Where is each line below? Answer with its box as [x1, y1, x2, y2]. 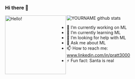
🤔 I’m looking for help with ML [67, 35, 126, 40]
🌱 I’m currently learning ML [67, 30, 121, 36]
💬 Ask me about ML [67, 40, 106, 46]
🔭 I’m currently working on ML [67, 25, 127, 30]
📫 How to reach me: [67, 45, 108, 51]
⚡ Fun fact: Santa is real [67, 58, 114, 64]
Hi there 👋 [5, 4, 29, 11]
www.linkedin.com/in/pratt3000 [67, 53, 130, 58]
